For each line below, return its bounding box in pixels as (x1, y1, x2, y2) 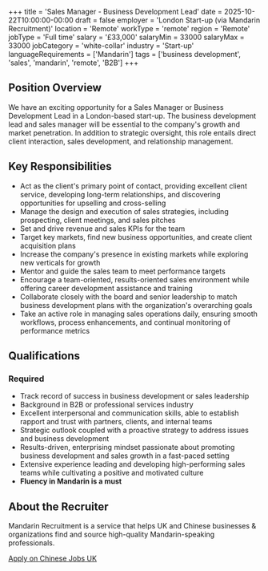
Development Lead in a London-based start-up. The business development (8, 111, 257, 120)
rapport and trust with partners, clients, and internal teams (19, 417, 213, 427)
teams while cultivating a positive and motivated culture (19, 468, 204, 478)
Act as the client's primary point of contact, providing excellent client (19, 180, 248, 191)
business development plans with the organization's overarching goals (19, 300, 253, 310)
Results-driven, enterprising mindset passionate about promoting (19, 443, 235, 452)
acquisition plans (19, 241, 76, 250)
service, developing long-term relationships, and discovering (19, 189, 221, 199)
